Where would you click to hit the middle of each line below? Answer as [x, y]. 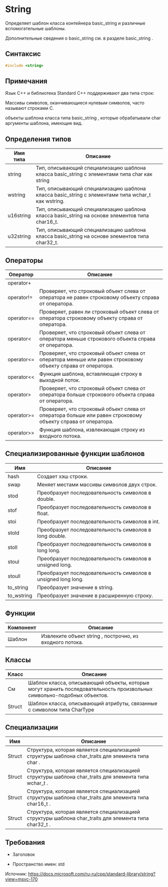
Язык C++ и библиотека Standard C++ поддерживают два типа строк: [80, 93]
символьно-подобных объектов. [68, 695]
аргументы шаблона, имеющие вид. [44, 123]
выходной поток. [60, 380]
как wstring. [50, 201]
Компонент [22, 627]
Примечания [26, 81]
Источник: [16, 874]
